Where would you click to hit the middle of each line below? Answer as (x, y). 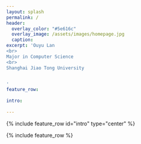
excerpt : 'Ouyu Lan (31, 46)
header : (16, 23)
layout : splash (25, 12)
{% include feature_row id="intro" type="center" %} (71, 124)
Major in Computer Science (40, 57)
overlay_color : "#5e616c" (44, 29)
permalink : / (22, 17)
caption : (22, 40)
